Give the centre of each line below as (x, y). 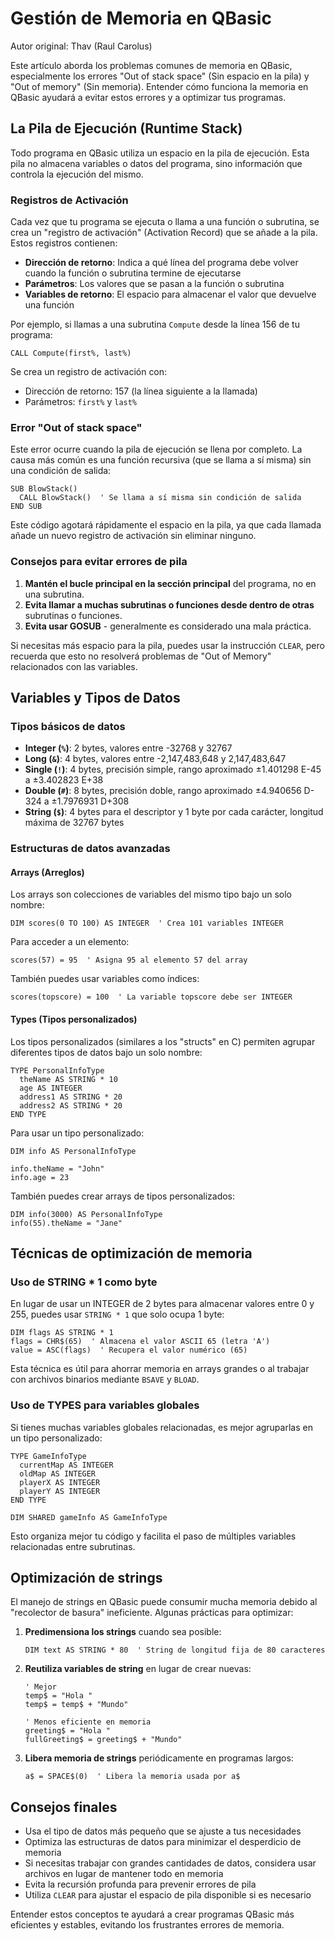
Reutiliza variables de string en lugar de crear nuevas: (138, 1669)
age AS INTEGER (51, 1088)
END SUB (26, 507)
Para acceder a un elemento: (70, 942)
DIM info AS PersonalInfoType (73, 1151)
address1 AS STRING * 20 (71, 1097)
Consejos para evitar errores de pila (99, 562)
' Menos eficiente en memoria (88, 1722)
